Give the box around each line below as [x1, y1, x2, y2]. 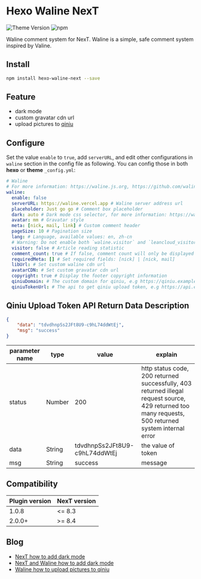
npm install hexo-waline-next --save [6, 75, 100, 82]
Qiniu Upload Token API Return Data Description [6, 301, 190, 311]
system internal [141, 424, 185, 433]
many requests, [141, 409, 185, 418]
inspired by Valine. [6, 42, 52, 49]
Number [45, 398, 69, 406]
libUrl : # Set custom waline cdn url [11, 262, 106, 268]
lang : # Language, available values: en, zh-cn [11, 234, 133, 240]
